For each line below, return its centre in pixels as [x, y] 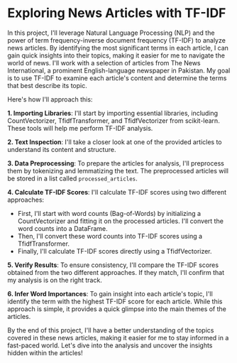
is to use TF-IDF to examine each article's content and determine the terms [117, 78]
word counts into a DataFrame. [62, 228]
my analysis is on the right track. [55, 280]
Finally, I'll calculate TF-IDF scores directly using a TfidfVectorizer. [115, 251]
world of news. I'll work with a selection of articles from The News [104, 63]
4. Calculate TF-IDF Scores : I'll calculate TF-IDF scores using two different [117, 192]
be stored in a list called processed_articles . [73, 178]
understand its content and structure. [62, 149]
